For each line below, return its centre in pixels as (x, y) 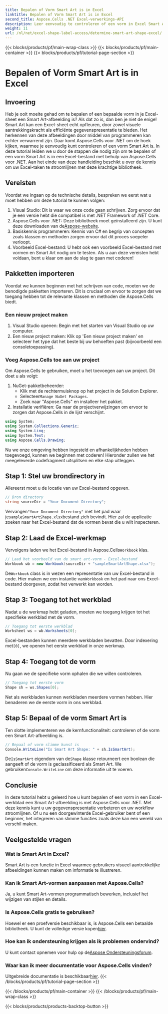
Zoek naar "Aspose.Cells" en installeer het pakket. (71, 402)
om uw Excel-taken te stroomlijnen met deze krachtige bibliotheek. (74, 167)
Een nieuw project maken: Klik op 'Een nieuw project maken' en (78, 336)
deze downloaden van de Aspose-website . (56, 226)
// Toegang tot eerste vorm (34, 683)
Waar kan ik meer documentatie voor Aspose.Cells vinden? (78, 965)
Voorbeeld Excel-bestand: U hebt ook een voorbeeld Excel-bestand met (87, 247)
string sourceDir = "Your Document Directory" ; (56, 502)
